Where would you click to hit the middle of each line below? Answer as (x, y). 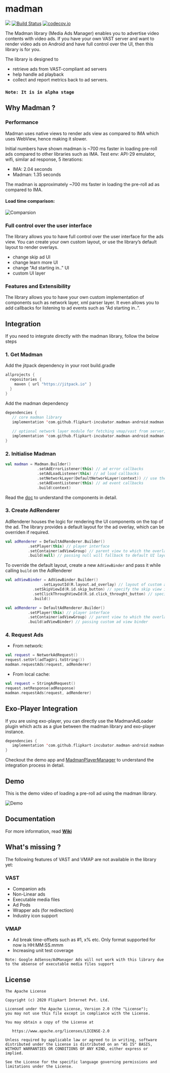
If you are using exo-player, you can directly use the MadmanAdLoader (79, 721)
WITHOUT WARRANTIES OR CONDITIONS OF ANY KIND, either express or (77, 1049)
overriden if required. (27, 532)
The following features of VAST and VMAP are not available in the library (81, 859)
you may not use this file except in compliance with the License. (78, 1013)
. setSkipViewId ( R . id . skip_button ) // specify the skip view (97, 590)
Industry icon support (35, 915)
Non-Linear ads (29, 894)
